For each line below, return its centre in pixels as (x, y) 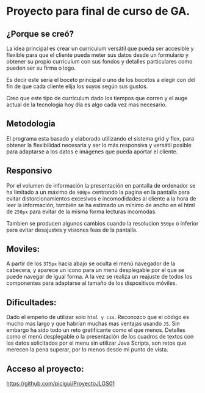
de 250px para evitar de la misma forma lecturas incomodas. (82, 211)
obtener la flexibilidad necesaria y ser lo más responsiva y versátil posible (99, 145)
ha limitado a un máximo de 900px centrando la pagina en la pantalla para (98, 192)
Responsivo (29, 171)
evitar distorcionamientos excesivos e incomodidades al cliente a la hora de (101, 198)
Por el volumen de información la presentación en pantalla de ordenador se (101, 185)
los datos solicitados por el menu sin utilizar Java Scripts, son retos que (96, 343)
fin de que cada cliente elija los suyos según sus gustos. (77, 86)
